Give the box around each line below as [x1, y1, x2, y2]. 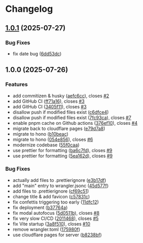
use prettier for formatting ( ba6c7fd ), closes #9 [12, 147, 112, 153]
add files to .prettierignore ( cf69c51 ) [12, 188, 89, 194]
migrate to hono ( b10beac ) [12, 130, 69, 137]
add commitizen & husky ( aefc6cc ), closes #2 [12, 92, 109, 99]
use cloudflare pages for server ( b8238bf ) [12, 232, 102, 238]
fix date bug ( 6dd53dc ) [12, 50, 62, 57]
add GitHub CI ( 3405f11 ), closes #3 [12, 103, 87, 109]
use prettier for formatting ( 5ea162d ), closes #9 [12, 153, 113, 159]
